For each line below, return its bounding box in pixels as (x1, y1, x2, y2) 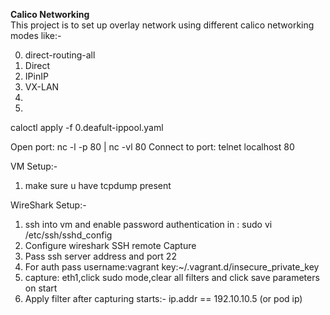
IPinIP (24, 70, 49, 82)
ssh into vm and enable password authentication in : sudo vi (24, 219, 273, 230)
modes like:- (10, 30, 62, 41)
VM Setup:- (10, 160, 58, 172)
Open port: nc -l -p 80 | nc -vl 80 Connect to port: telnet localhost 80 (10, 141, 295, 153)
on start (24, 282, 58, 294)
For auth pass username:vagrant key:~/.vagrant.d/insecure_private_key (24, 261, 320, 273)
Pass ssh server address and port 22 (24, 250, 177, 262)
